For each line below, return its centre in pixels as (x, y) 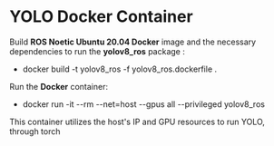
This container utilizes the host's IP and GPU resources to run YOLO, (137, 122)
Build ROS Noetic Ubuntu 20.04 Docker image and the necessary (133, 42)
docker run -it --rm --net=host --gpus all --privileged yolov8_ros (144, 104)
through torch (35, 131)
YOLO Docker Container (101, 17)
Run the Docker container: (59, 86)
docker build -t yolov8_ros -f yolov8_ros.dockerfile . (120, 69)
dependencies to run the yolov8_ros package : (98, 51)
